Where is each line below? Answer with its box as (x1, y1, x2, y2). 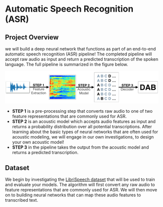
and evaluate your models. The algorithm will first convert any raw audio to (5, 182, 155, 188)
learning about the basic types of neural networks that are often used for (12, 129, 158, 135)
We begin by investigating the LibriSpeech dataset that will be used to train (5, 176, 155, 183)
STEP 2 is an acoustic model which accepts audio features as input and (12, 119, 156, 124)
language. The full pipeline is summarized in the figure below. (5, 62, 128, 67)
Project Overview (5, 33, 59, 41)
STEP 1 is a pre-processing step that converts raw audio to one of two (12, 108, 153, 114)
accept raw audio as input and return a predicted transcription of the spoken (5, 56, 159, 62)
